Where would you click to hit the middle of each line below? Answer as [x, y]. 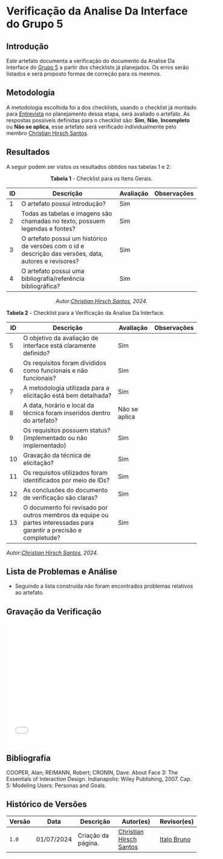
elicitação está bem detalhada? [67, 395]
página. [88, 843]
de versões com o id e [53, 246]
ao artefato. [29, 593]
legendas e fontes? [48, 228]
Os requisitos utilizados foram [66, 472]
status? [100, 430]
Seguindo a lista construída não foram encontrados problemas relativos [104, 586]
